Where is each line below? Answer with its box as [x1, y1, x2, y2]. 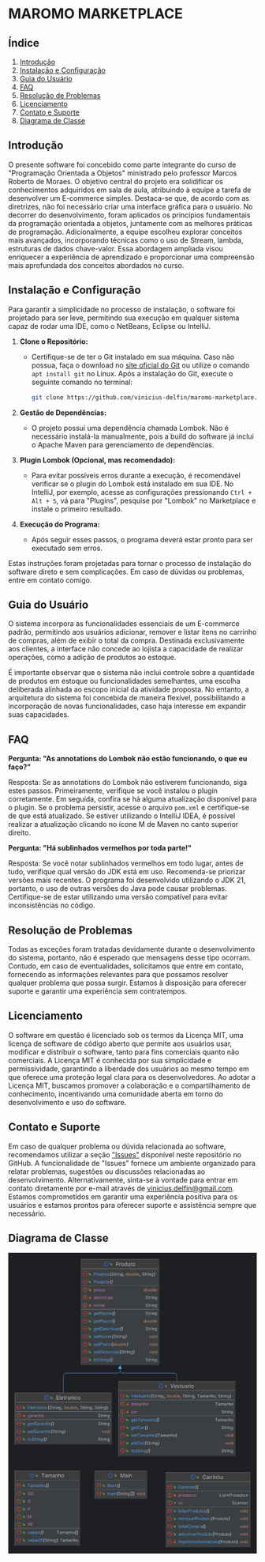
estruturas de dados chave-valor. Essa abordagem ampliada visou [8, 243, 223, 253]
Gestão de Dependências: [19, 408, 107, 417]
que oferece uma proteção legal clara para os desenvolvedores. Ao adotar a [8, 1072, 256, 1081]
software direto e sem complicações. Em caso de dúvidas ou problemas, [8, 567, 244, 576]
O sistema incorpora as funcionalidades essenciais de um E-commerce [8, 619, 240, 628]
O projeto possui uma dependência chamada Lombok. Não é [31, 423, 229, 432]
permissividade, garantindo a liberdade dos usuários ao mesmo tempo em [8, 1064, 250, 1073]
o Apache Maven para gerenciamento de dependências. [31, 440, 215, 449]
